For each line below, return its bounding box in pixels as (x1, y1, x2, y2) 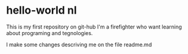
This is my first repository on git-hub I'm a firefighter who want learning (6, 23, 182, 30)
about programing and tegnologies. (6, 29, 93, 36)
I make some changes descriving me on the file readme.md (6, 41, 152, 48)
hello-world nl (6, 4, 77, 17)
